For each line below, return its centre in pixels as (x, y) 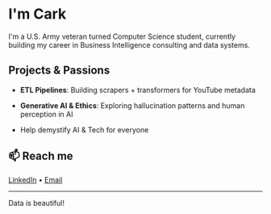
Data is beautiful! (36, 203)
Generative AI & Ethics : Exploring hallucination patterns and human (132, 105)
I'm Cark (38, 14)
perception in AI (46, 114)
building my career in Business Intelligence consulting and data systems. (129, 44)
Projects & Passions (59, 71)
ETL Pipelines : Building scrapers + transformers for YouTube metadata (138, 90)
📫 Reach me (41, 156)
